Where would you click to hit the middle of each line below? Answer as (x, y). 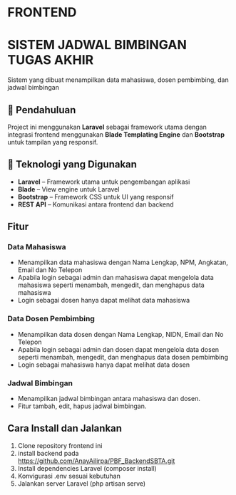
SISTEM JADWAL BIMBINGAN (97, 45)
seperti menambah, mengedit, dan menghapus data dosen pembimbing (123, 357)
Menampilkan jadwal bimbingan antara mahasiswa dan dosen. (109, 399)
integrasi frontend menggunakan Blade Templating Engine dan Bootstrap (116, 134)
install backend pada (48, 453)
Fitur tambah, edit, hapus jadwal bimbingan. (82, 406)
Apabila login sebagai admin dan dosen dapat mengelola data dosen (118, 349)
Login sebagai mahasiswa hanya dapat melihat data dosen (104, 365)
